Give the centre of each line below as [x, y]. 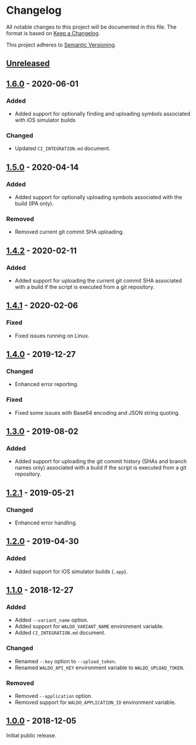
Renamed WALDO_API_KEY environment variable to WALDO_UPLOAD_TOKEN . [99, 668]
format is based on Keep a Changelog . [53, 33]
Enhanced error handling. [46, 523]
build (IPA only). [34, 204]
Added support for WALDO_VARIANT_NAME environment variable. [89, 626]
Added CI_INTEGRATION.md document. [60, 633]
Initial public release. [31, 735]
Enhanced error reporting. [47, 384]
